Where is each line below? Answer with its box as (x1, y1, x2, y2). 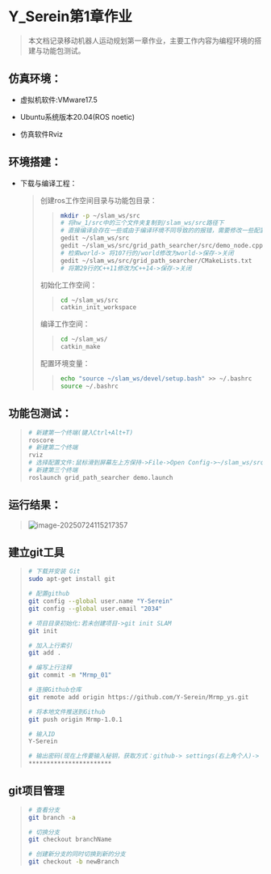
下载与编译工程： (19, 178, 77, 188)
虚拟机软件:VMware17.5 (19, 95, 98, 104)
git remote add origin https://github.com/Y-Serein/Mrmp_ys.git (27, 693, 249, 701)
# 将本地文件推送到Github (27, 707, 106, 716)
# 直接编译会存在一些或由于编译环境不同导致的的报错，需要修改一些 (60, 227, 254, 235)
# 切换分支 (27, 828, 60, 836)
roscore (27, 436, 54, 444)
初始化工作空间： (40, 280, 98, 290)
